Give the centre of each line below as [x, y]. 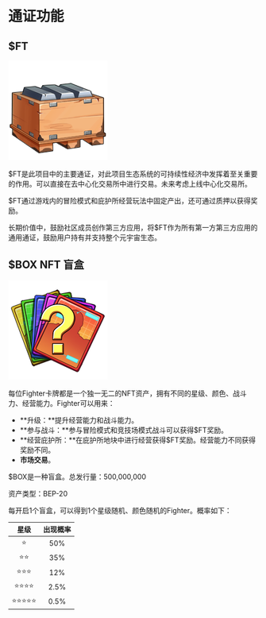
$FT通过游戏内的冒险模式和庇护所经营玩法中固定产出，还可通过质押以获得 [130, 201]
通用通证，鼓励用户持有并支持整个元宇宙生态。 [85, 238]
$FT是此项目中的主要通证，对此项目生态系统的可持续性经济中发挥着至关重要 [133, 174]
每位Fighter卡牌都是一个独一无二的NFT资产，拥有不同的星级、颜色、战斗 [128, 393]
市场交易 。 [37, 460]
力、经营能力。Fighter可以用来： [62, 403]
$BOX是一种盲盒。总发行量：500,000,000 [77, 477]
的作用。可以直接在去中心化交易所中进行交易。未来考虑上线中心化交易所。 [130, 184]
